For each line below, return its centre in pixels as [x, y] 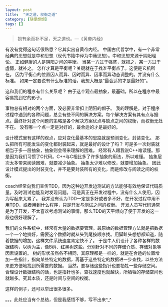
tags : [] [14, 24]
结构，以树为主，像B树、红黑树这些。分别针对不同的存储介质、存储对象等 [85, 247]
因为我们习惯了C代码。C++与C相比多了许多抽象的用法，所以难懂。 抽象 [83, 157]
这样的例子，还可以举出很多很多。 [40, 289]
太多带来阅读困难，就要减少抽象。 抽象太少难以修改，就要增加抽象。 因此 [85, 163]
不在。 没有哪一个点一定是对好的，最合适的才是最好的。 [63, 127]
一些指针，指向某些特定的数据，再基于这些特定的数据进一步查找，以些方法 [86, 259]
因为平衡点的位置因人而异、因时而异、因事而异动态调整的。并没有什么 [87, 74]
